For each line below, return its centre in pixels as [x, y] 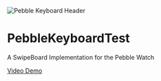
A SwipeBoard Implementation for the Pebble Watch [81, 57]
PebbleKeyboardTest [69, 38]
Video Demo [25, 70]
